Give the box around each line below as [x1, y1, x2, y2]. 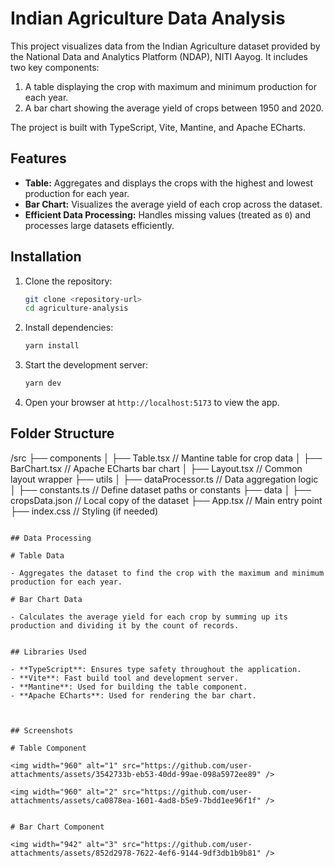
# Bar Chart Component [10, 822, 105, 832]
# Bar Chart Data [10, 594, 83, 604]
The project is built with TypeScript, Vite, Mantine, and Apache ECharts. [10, 121, 307, 133]
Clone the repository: [24, 275, 113, 287]
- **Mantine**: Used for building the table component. [10, 682, 248, 692]
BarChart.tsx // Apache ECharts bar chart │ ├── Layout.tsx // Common [10, 462, 303, 474]
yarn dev [24, 378, 62, 389]
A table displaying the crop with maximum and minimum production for [24, 80, 318, 92]
